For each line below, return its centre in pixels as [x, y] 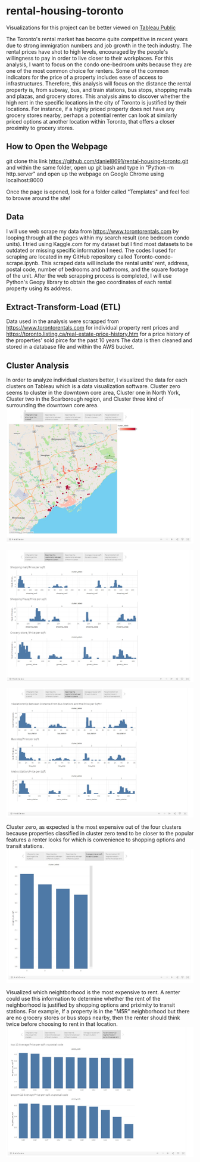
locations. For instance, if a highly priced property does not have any [91, 109]
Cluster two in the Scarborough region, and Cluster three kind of [85, 399]
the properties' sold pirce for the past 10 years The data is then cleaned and [99, 340]
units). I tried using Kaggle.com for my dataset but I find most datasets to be [100, 244]
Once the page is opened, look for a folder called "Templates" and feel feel [98, 192]
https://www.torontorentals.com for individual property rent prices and [93, 328]
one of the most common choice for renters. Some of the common [87, 70]
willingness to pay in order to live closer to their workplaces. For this [90, 58]
